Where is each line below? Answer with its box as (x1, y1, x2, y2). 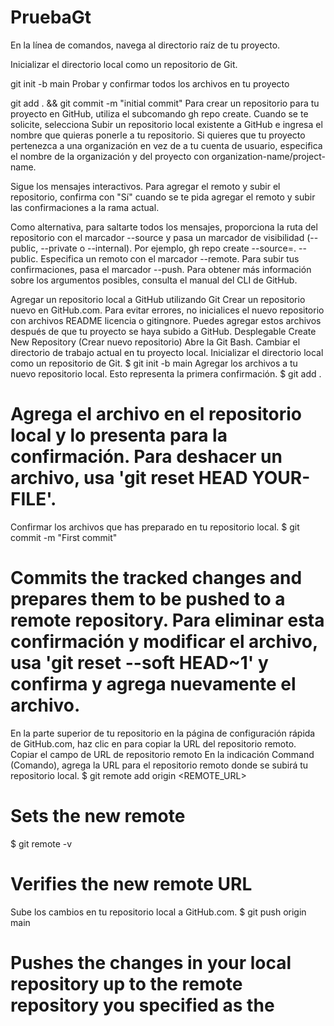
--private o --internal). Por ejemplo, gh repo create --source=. (40, 242, 297, 254)
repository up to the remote (10, 972, 243, 995)
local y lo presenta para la (10, 424, 228, 447)
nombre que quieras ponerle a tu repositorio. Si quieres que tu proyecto (10, 129, 306, 141)
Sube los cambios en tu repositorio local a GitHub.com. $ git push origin (10, 906, 307, 918)
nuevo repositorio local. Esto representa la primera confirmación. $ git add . (10, 367, 322, 380)
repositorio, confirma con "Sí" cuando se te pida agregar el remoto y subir (10, 191, 316, 203)
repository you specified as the (10, 994, 275, 1016)
